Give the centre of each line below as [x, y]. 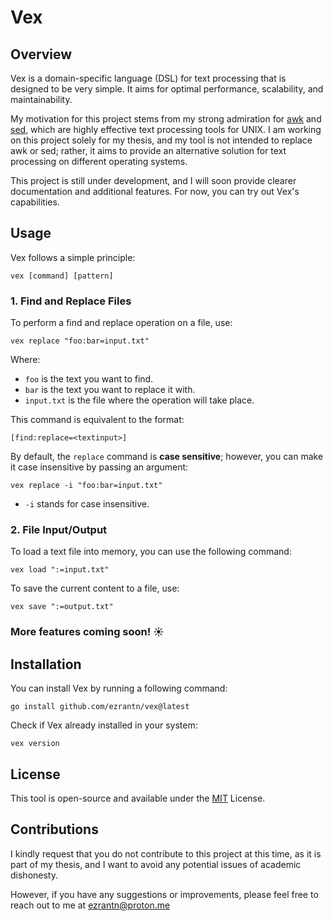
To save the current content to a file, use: [95, 588]
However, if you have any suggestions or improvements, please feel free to [164, 894]
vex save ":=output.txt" [62, 607]
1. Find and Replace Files [71, 301]
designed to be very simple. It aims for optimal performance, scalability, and [167, 89]
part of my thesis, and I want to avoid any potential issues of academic [156, 864]
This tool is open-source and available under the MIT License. [138, 798]
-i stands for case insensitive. [87, 504]
